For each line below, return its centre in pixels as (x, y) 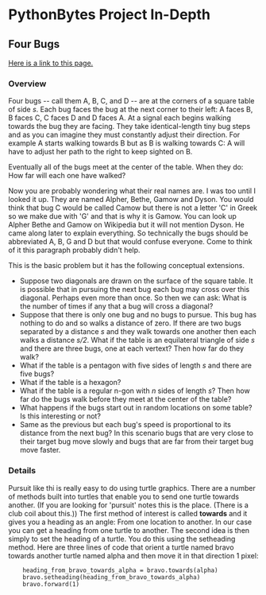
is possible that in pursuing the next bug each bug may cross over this (135, 290)
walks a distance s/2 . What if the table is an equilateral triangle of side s (137, 340)
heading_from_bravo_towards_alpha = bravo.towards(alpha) (120, 570)
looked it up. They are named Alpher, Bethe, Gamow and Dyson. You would (131, 200)
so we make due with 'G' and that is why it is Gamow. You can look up (122, 216)
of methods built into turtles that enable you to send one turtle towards (124, 496)
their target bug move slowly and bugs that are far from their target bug (137, 441)
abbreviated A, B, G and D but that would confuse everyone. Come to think (130, 242)
